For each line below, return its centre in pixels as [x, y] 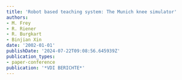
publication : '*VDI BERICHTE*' [46, 68]
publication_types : [31, 57]
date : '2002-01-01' [31, 46]
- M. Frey [19, 23]
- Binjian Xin [24, 40]
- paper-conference [31, 62]
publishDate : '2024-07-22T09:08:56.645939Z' [63, 51]
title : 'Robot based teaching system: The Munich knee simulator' [92, 12]
